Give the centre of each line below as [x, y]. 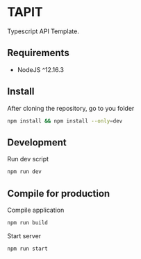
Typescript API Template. [43, 31]
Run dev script [28, 159]
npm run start [28, 249]
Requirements [38, 53]
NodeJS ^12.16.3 [41, 69]
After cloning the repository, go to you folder [71, 108]
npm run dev [24, 172]
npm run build [28, 222]
